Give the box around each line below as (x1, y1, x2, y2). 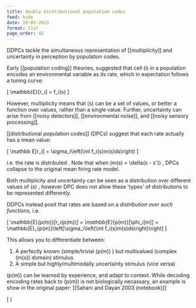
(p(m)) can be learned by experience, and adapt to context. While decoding (6, 272, 190, 279)
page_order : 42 (6, 31, 44, 37)
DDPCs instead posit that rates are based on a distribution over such (6, 201, 173, 208)
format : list (6, 25, 39, 31)
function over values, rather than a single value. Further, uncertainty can (6, 106, 182, 113)
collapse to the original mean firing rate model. (6, 166, 120, 173)
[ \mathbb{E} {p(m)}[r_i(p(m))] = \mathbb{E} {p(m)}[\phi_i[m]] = (6, 219, 159, 226)
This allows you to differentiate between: (6, 237, 105, 244)
